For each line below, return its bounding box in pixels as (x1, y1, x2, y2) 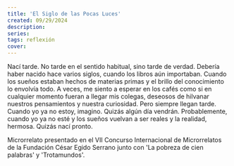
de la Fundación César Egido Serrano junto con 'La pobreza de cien (7, 143, 204, 151)
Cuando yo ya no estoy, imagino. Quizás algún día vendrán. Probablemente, (7, 107, 228, 115)
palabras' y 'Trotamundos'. (7, 151, 85, 159)
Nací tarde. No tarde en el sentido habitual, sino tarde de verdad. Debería (7, 63, 220, 70)
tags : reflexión (7, 37, 55, 44)
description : (7, 23, 46, 30)
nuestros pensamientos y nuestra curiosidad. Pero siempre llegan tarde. (7, 100, 216, 108)
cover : (7, 43, 27, 50)
